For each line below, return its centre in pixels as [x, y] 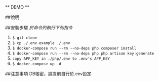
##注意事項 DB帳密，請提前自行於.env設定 [48, 74]
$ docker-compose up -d [37, 64]
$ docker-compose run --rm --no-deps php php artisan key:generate [83, 54]
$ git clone [24, 38]
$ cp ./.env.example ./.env [41, 43]
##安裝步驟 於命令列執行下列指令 [39, 27]
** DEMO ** [17, 7]
